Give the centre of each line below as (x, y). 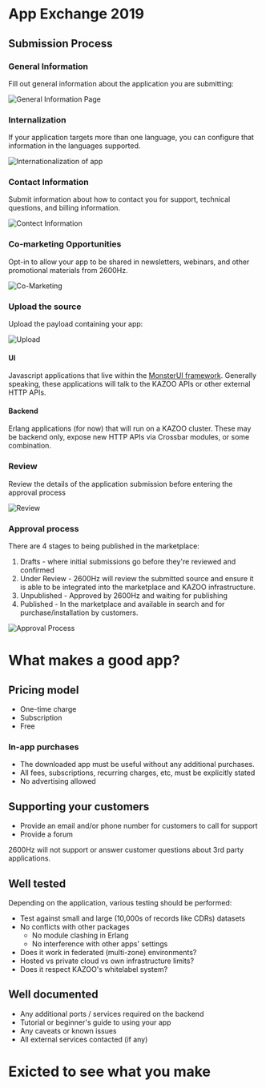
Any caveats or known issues (69, 1030)
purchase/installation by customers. (79, 612)
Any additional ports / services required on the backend (112, 1014)
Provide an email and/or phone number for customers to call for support (139, 826)
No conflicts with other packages (75, 926)
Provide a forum (46, 834)
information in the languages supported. (75, 146)
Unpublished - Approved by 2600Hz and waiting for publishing (124, 596)
